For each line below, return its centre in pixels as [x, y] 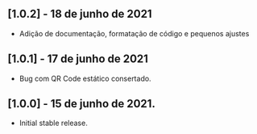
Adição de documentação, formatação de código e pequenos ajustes [134, 33]
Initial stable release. [53, 123]
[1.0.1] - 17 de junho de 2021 [78, 59]
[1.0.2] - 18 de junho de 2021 [80, 14]
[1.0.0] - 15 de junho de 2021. [82, 104]
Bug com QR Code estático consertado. [85, 78]
